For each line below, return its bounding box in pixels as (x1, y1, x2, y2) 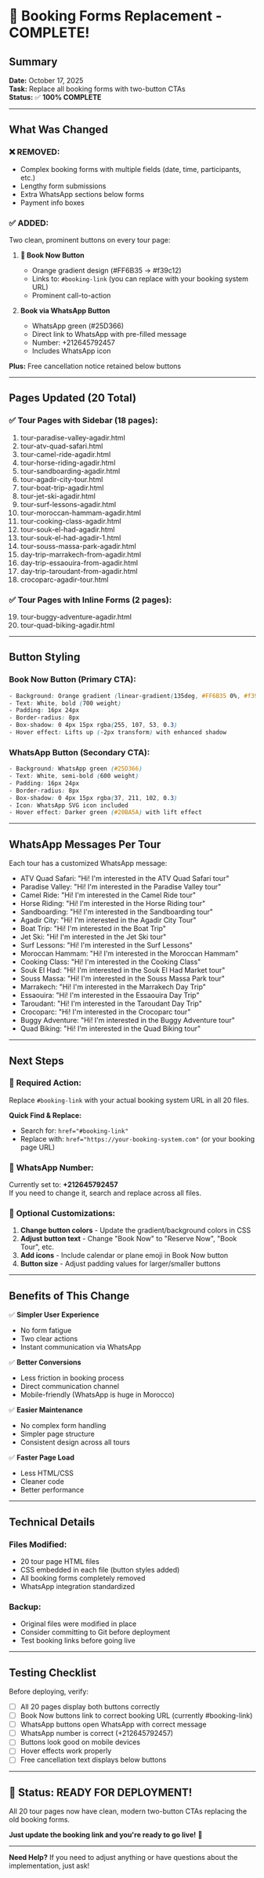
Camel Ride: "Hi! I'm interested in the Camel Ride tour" (20, 890, 197, 900)
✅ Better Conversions (9, 1357, 81, 1367)
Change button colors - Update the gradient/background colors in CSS (20, 1226, 251, 1235)
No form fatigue (20, 1326, 72, 1335)
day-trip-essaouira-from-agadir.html (20, 557, 139, 568)
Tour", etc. (20, 1242, 54, 1251)
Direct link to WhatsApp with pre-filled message (31, 329, 187, 338)
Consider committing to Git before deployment (20, 1628, 171, 1637)
